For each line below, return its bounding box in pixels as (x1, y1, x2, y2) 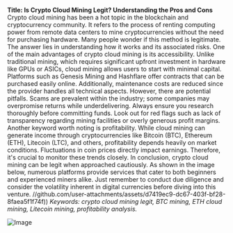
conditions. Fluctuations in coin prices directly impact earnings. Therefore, (7, 146, 221, 154)
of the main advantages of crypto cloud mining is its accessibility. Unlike (7, 50, 215, 58)
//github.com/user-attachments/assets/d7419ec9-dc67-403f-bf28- (32, 190, 226, 198)
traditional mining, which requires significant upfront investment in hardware (7, 58, 226, 65)
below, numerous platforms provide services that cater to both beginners (7, 168, 217, 176)
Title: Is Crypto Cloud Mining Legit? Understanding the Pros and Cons (7, 6, 214, 14)
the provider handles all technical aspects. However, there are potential (7, 87, 211, 95)
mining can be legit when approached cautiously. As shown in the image (7, 161, 215, 169)
